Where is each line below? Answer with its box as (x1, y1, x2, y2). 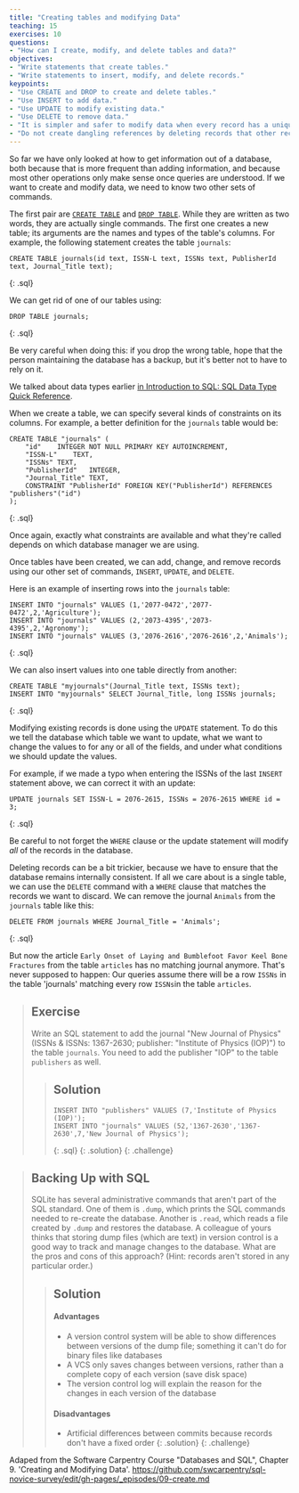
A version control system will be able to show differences (66, 1331, 277, 1342)
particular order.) (30, 1260, 93, 1271)
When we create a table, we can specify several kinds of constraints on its (9, 407, 282, 419)
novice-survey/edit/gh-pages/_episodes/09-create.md (9, 1473, 210, 1484)
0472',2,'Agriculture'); (9, 608, 101, 617)
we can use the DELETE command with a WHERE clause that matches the (9, 881, 267, 892)
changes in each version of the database (66, 1387, 216, 1399)
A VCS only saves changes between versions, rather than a (66, 1359, 285, 1370)
